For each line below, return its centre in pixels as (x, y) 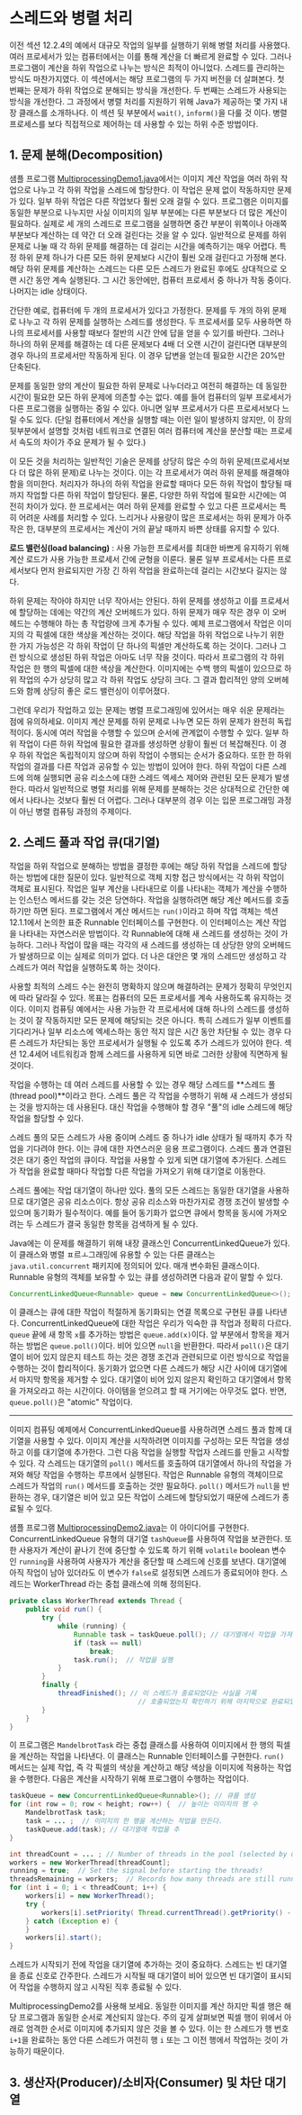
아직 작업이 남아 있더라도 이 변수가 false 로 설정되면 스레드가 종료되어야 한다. (144, 1573)
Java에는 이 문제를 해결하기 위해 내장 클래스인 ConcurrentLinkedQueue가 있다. (150, 1243)
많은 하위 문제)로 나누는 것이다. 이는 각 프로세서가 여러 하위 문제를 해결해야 (159, 472)
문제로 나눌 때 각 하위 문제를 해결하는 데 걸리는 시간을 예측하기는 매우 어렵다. (143, 246)
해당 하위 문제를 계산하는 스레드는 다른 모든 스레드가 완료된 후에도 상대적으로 (144, 268)
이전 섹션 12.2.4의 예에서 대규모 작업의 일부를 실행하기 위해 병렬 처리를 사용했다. (150, 45)
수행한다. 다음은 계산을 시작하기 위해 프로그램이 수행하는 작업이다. (133, 1779)
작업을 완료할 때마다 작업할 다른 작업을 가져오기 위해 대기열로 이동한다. (142, 1171)
